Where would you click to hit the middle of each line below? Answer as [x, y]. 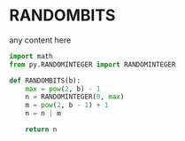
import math [31, 56]
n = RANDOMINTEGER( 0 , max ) [75, 97]
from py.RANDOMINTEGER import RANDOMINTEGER [92, 64]
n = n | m [43, 114]
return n [41, 129]
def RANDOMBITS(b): [45, 81]
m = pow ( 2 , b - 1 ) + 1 [67, 106]
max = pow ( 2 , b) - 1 [63, 89]
